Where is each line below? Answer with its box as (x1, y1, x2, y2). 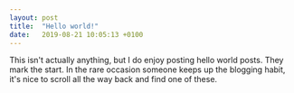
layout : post (9, 13, 59, 23)
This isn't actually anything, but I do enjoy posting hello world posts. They (9, 55, 284, 66)
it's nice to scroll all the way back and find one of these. (9, 74, 218, 85)
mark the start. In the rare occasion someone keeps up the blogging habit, (9, 64, 286, 75)
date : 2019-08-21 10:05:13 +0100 (9, 30, 144, 39)
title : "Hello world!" (9, 22, 100, 31)
